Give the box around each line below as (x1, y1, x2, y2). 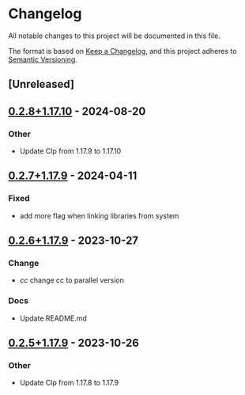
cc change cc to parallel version (19, 275, 125, 285)
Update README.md (19, 313, 87, 323)
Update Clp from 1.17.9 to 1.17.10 (19, 146, 122, 156)
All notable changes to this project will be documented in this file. (8, 31, 221, 40)
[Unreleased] (8, 78, 75, 91)
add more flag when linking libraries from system (19, 211, 179, 220)
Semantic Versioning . (8, 55, 77, 64)
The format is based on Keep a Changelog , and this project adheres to (8, 46, 237, 55)
